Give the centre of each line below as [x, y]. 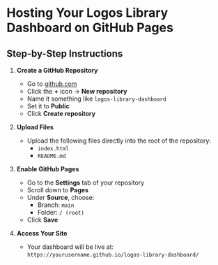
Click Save [42, 220]
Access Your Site [42, 233]
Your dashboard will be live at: [70, 247]
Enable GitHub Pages [48, 169]
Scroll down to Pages [57, 190]
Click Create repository [61, 114]
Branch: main [56, 205]
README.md [52, 156]
